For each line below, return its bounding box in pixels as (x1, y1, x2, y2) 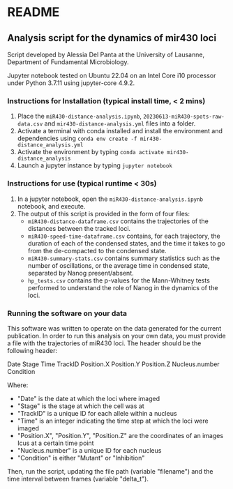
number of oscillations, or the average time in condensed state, (27, 261, 210, 269)
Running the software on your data (7, 308, 128, 318)
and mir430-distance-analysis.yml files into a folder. (44, 119, 196, 128)
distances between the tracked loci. (27, 224, 131, 232)
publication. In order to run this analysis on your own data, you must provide (7, 331, 226, 340)
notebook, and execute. (17, 202, 86, 210)
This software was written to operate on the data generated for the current (7, 324, 222, 332)
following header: (7, 346, 58, 354)
